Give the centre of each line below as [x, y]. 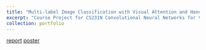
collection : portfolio [35, 23]
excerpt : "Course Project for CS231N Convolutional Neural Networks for [101, 18]
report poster [23, 41]
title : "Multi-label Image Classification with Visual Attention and [97, 12]
